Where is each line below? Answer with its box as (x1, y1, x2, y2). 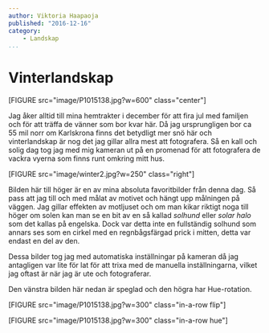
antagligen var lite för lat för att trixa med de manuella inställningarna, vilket (8, 261, 258, 270)
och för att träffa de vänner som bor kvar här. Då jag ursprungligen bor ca (8, 120, 252, 129)
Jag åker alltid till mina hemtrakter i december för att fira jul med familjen (8, 111, 249, 121)
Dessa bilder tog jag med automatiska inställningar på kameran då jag (8, 252, 239, 261)
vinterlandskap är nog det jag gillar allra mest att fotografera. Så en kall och (8, 137, 258, 146)
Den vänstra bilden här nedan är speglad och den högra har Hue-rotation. (8, 285, 252, 294)
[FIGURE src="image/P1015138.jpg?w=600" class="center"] (8, 96, 206, 105)
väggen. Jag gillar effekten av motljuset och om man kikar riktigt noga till (8, 202, 249, 212)
